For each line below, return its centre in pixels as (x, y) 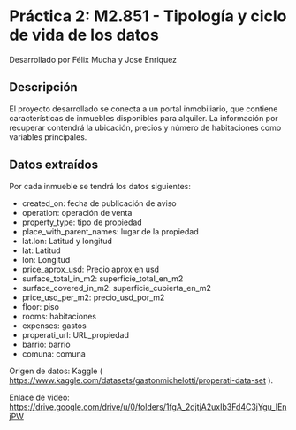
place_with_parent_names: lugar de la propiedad (110, 231)
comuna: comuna (53, 353)
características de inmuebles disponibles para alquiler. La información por (144, 118)
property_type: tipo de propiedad (82, 222)
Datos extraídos (54, 165)
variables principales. (48, 137)
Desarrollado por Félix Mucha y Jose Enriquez (93, 59)
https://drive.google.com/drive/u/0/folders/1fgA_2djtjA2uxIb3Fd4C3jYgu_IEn (148, 407)
